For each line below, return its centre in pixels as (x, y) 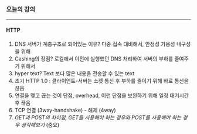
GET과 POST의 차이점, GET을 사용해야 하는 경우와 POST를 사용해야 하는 (98, 117)
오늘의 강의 (21, 9)
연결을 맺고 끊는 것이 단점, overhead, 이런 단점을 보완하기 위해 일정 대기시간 (102, 95)
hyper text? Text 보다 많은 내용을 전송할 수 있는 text (74, 73)
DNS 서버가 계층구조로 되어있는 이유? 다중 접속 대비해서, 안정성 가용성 (95, 44)
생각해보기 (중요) (40, 125)
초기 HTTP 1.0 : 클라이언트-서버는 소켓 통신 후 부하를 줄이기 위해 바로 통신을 (101, 81)
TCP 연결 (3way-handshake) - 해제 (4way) (65, 110)
